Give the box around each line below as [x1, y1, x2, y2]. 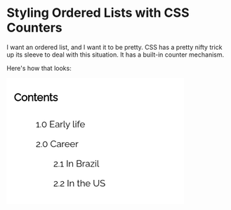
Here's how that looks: [6, 64, 72, 72]
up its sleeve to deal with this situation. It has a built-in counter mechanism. [6, 50, 225, 59]
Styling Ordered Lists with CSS [6, 5, 190, 21]
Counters [6, 20, 62, 36]
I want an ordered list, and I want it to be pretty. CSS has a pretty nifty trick [6, 43, 223, 51]
